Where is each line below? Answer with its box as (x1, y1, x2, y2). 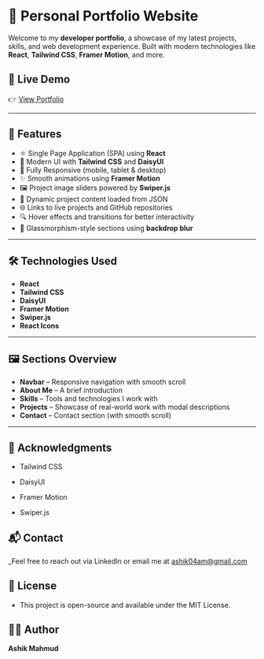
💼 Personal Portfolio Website (8, 7, 199, 25)
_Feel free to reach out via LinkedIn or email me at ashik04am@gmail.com (8, 556, 247, 566)
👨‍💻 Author (8, 623, 60, 637)
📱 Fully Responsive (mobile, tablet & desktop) (19, 165, 167, 174)
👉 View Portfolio (8, 94, 64, 103)
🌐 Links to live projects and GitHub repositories (19, 203, 173, 212)
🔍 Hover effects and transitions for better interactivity (19, 212, 195, 222)
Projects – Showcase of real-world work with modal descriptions (19, 402, 230, 412)
